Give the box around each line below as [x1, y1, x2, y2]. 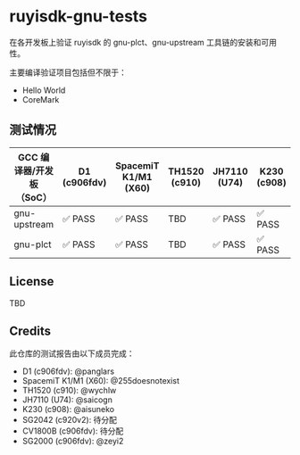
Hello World [21, 85, 66, 95]
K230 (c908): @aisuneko [21, 404, 114, 415]
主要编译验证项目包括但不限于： [9, 67, 127, 78]
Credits [9, 323, 52, 338]
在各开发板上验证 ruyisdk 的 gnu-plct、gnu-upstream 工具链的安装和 [9, 37, 262, 47]
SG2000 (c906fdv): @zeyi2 [21, 435, 124, 447]
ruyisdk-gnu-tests [9, 6, 148, 27]
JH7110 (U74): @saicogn [21, 394, 113, 405]
